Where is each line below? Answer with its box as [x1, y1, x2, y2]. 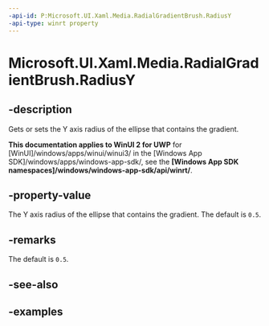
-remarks [8, 233, 56, 247]
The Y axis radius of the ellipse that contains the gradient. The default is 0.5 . [8, 210, 262, 219]
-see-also [8, 278, 59, 291]
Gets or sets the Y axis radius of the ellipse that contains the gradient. [8, 124, 239, 133]
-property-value [8, 188, 92, 202]
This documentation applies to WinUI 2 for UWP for [8, 140, 182, 149]
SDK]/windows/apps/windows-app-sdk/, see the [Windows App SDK [8, 157, 239, 166]
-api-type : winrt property [8, 19, 99, 27]
